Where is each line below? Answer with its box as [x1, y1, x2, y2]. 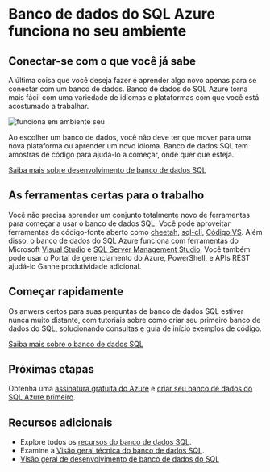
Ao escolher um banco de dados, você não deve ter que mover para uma [8, 132, 251, 142]
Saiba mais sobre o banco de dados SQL [8, 339, 143, 349]
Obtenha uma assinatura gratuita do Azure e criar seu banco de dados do [8, 384, 253, 394]
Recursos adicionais [8, 416, 113, 429]
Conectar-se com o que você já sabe [8, 54, 196, 68]
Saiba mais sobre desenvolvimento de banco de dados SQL [8, 165, 207, 174]
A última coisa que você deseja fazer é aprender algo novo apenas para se [8, 76, 257, 85]
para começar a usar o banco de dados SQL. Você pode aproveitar [8, 219, 231, 228]
